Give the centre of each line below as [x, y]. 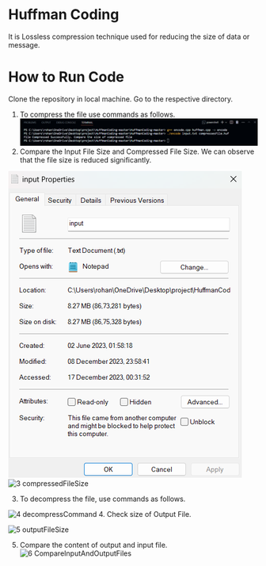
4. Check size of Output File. [145, 514]
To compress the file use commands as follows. [97, 114]
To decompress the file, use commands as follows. [103, 499]
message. [24, 44]
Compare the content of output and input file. [93, 545]
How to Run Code [66, 77]
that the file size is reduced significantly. [85, 160]
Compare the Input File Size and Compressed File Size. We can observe [137, 151]
